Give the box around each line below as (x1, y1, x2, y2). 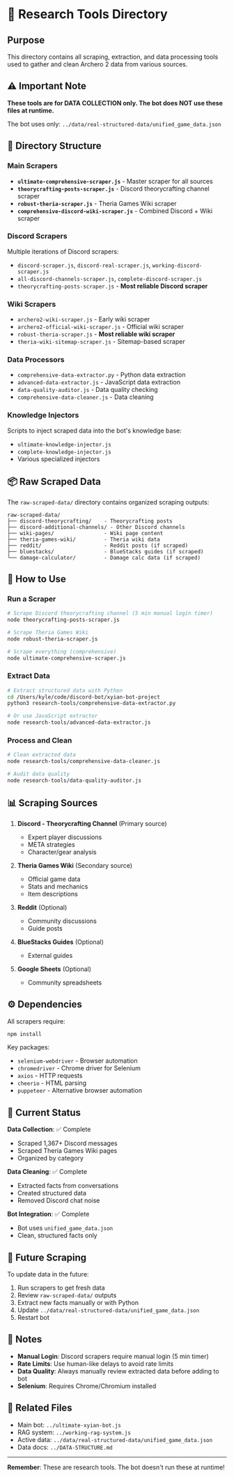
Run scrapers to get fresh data (17, 1283, 106, 1292)
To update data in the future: (7, 1270, 89, 1279)
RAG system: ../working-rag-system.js (17, 1428, 131, 1436)
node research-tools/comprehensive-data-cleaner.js (7, 758, 160, 765)
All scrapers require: (7, 1017, 65, 1026)
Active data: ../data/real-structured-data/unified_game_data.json (17, 1435, 213, 1443)
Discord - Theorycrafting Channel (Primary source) (17, 819, 167, 827)
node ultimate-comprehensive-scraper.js (7, 655, 127, 662)
